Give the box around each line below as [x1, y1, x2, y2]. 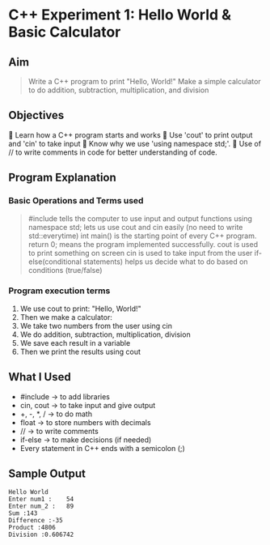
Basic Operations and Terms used [8, 195, 144, 207]
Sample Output [8, 467, 86, 480]
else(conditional [27, 257, 82, 266]
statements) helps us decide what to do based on [83, 257, 248, 266]
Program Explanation [8, 171, 117, 185]
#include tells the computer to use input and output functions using [27, 213, 253, 224]
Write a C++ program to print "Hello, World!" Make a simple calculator [27, 77, 261, 86]
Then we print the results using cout [19, 347, 141, 356]
